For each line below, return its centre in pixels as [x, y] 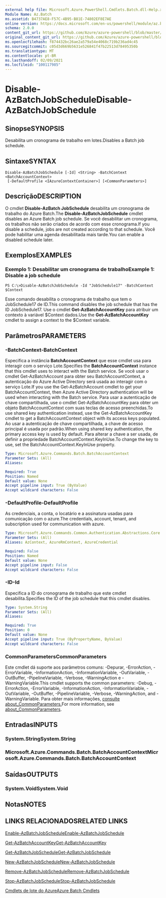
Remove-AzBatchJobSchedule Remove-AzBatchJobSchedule [67, 871]
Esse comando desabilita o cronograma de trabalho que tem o [68, 299]
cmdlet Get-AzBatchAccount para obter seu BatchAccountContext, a [75, 377]
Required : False [22, 552]
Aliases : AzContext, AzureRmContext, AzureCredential [62, 542]
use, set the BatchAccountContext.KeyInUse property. [60, 445]
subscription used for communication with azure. [55, 524]
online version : [22, 23]
